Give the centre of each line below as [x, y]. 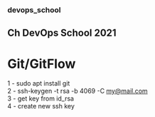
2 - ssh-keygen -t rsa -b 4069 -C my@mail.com [77, 91]
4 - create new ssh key [41, 106]
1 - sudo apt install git [39, 83]
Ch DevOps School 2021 [62, 33]
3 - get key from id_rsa [41, 98]
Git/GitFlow [42, 64]
